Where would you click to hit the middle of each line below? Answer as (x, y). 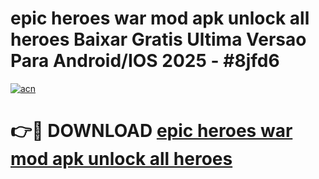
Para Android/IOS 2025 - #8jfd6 (145, 61)
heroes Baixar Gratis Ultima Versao (158, 39)
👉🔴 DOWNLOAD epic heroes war (151, 131)
